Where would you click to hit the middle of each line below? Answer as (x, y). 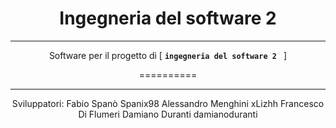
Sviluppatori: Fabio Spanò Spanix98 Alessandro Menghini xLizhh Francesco (168, 103)
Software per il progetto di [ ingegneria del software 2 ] (168, 55)
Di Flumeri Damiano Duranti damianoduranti (168, 114)
